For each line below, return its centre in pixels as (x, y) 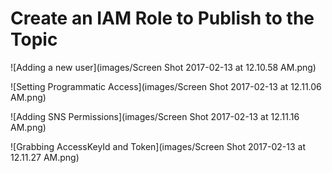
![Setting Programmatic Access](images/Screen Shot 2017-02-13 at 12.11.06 (166, 86)
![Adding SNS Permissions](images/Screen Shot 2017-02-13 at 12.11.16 (155, 116)
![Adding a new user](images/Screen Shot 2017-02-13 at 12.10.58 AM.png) (163, 67)
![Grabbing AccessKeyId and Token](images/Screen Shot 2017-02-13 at (158, 146)
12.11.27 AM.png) (45, 157)
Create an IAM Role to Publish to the (162, 18)
